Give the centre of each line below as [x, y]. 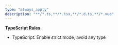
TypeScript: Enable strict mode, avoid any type [59, 37]
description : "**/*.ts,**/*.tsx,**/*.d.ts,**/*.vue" [59, 14]
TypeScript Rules [23, 28]
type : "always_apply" [27, 9]
